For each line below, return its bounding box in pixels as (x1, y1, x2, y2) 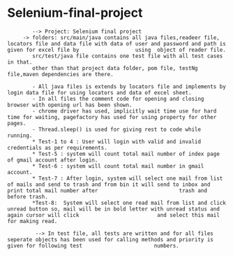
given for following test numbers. (7, 242, 179, 249)
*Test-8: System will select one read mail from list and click (32, 199, 227, 206)
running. (7, 131, 33, 139)
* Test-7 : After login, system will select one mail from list (32, 175, 223, 182)
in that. (7, 58, 33, 66)
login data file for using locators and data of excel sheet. (7, 89, 192, 96)
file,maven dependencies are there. (7, 71, 114, 78)
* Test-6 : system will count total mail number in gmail (32, 162, 204, 169)
